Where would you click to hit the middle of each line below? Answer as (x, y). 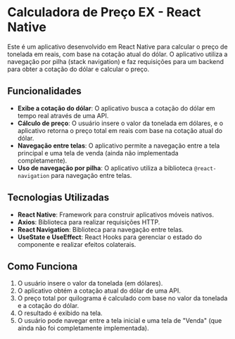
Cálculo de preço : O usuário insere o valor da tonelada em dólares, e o (120, 123)
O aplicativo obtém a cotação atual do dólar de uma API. (99, 291)
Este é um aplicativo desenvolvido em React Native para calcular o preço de (118, 46)
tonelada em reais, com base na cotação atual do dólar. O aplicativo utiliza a (118, 54)
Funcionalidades (45, 91)
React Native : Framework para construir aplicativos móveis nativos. (116, 215)
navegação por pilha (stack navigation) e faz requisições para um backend (115, 61)
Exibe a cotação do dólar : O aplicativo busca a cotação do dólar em (116, 108)
